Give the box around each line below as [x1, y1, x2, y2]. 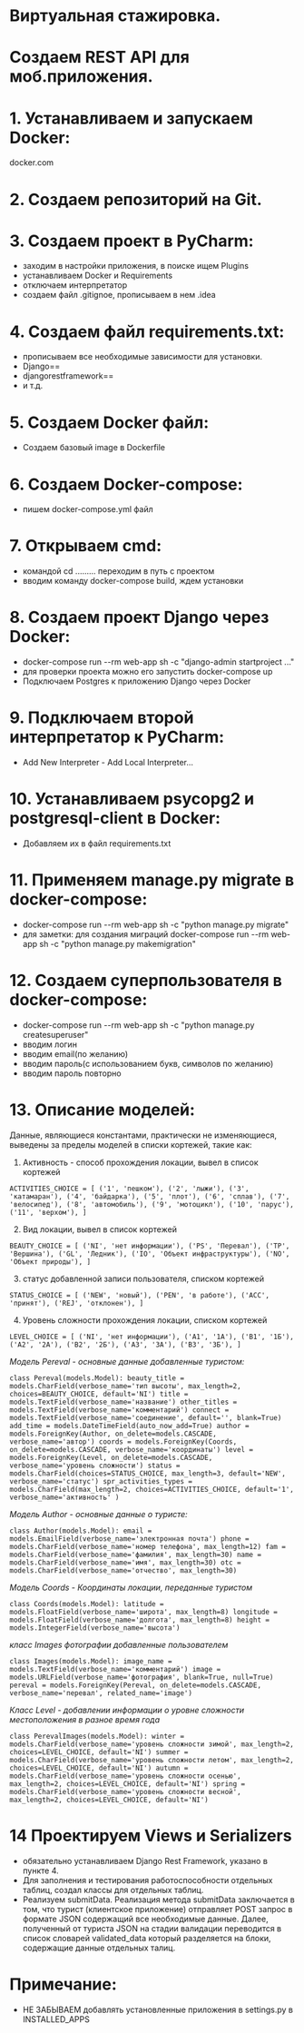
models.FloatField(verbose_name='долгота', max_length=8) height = [9, 1615, 270, 1624]
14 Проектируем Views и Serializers [9, 1826, 292, 1846]
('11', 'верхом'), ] [9, 1208, 88, 1217]
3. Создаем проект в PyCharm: [9, 231, 254, 251]
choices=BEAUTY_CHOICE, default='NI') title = [9, 1389, 189, 1398]
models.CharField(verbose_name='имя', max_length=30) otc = [9, 1558, 242, 1567]
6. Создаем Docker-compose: [9, 474, 243, 495]
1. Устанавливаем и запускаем [9, 108, 254, 128]
